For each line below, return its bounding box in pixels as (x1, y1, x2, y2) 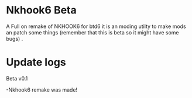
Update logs (6, 56, 66, 69)
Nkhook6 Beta (6, 3, 77, 17)
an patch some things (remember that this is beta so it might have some (6, 29, 180, 36)
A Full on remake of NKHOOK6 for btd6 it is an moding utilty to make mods (6, 23, 186, 30)
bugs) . (6, 35, 23, 42)
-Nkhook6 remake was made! (6, 86, 78, 93)
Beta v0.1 (6, 75, 28, 82)
